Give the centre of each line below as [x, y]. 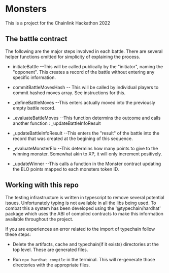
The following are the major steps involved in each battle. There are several [84, 51]
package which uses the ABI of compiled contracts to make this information [84, 213]
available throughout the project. [39, 219]
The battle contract [36, 39]
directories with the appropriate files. [51, 265]
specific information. [34, 77]
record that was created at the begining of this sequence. [73, 139]
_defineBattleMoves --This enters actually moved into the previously [84, 102]
